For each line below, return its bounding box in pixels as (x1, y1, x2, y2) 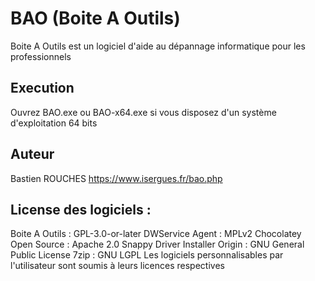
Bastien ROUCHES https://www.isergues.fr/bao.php (10, 172, 223, 184)
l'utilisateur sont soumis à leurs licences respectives (10, 260, 225, 272)
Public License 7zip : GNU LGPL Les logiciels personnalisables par (10, 249, 284, 261)
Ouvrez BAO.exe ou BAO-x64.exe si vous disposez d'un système (10, 106, 277, 118)
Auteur (10, 146, 55, 163)
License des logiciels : (10, 201, 152, 218)
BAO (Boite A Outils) (10, 7, 181, 30)
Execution (10, 80, 75, 97)
